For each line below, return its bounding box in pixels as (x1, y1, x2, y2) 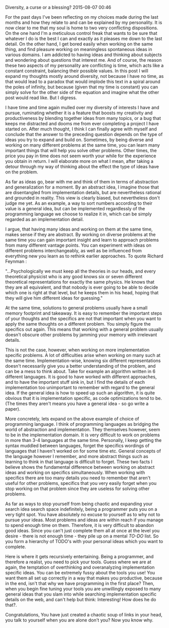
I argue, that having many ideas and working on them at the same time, (5, 226, 153, 232)
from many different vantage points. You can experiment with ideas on (5, 242, 152, 248)
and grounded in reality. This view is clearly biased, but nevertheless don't (5, 195, 160, 201)
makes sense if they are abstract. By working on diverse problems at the (5, 232, 156, 237)
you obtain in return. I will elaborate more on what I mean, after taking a (5, 158, 154, 164)
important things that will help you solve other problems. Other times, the (5, 148, 157, 153)
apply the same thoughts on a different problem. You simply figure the (5, 321, 151, 327)
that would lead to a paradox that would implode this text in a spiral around (5, 78, 160, 84)
